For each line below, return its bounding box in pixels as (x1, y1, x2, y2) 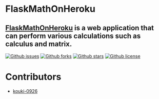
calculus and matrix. (5, 39, 72, 48)
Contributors (5, 71, 62, 83)
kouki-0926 (12, 88, 38, 94)
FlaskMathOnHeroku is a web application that (5, 24, 154, 32)
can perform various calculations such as (5, 31, 141, 40)
